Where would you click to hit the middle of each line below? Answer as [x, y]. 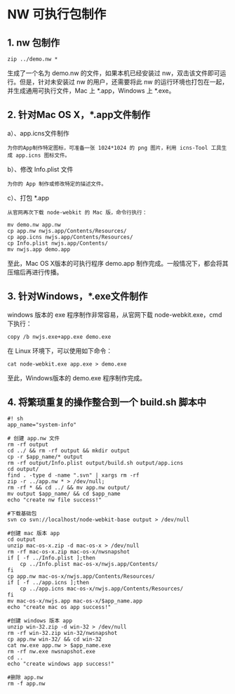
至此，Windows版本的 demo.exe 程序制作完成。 [76, 378]
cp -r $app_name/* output [45, 457]
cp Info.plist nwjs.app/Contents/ [58, 243]
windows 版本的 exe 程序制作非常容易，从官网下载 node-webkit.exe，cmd [115, 314]
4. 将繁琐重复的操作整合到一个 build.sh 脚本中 [107, 403]
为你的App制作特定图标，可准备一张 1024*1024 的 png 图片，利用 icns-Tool [108, 148]
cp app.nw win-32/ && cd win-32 [54, 640]
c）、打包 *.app [28, 198]
